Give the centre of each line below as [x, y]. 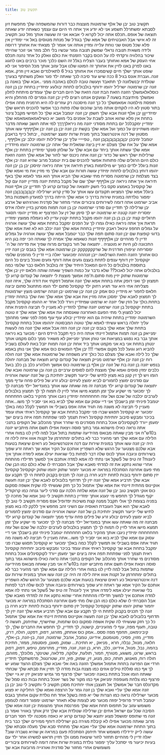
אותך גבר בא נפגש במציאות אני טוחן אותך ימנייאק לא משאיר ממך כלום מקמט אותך [82, 338]
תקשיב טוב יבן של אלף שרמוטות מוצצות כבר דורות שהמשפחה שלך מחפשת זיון [77, 24]
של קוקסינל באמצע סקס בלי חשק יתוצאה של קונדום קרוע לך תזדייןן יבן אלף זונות [79, 186]
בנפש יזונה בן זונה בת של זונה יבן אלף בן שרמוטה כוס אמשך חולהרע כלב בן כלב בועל [82, 364]
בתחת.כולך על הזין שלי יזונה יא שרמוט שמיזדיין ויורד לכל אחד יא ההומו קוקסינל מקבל [82, 302]
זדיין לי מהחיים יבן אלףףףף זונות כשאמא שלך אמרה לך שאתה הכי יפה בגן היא [76, 239]
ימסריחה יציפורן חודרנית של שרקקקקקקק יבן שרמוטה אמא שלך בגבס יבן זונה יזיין [79, 249]
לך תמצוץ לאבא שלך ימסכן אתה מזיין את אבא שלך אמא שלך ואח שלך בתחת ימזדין [81, 296]
